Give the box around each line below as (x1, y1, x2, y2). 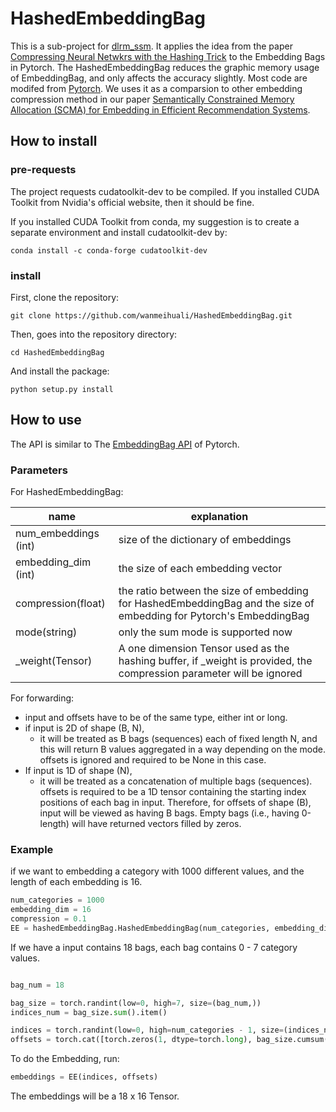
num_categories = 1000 (10, 895, 105, 906)
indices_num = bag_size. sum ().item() (10, 1007, 168, 1017)
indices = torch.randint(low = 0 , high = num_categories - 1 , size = (10, 1025, 284, 1036)
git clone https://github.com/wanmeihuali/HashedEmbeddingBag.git (10, 310, 293, 321)
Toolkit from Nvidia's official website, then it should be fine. (10, 196, 255, 208)
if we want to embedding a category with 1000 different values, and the (10, 865, 305, 877)
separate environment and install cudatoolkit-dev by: (10, 226, 228, 238)
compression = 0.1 (10, 914, 87, 924)
